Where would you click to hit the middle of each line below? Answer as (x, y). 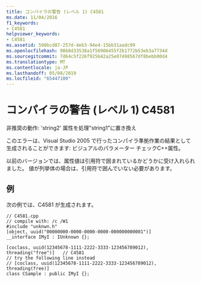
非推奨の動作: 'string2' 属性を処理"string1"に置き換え (71, 128)
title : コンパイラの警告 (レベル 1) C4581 (55, 12)
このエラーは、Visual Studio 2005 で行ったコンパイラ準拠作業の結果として (99, 141)
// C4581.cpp (22, 216)
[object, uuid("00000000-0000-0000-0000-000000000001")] (79, 231)
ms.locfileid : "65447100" (38, 79)
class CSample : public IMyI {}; (48, 273)
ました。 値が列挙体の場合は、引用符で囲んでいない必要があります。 (91, 168)
